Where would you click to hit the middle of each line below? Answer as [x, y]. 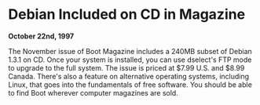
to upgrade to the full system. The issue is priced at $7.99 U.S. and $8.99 [126, 67]
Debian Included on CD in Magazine [127, 14]
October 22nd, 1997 [41, 36]
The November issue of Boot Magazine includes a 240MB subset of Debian [130, 51]
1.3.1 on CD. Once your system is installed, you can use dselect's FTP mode [130, 60]
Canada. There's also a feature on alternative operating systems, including [129, 76]
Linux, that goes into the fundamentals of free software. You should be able [130, 85]
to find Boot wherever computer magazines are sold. [93, 92]
